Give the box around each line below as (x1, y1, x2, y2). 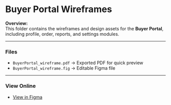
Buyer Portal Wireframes (5, 4, 112, 15)
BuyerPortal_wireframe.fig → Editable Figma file (12, 65, 116, 71)
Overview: (5, 20, 28, 26)
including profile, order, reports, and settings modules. (5, 31, 120, 37)
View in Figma (12, 94, 43, 100)
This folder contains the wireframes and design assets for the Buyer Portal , (5, 25, 164, 31)
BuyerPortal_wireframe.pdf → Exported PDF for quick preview (12, 60, 144, 66)
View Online (5, 82, 36, 89)
